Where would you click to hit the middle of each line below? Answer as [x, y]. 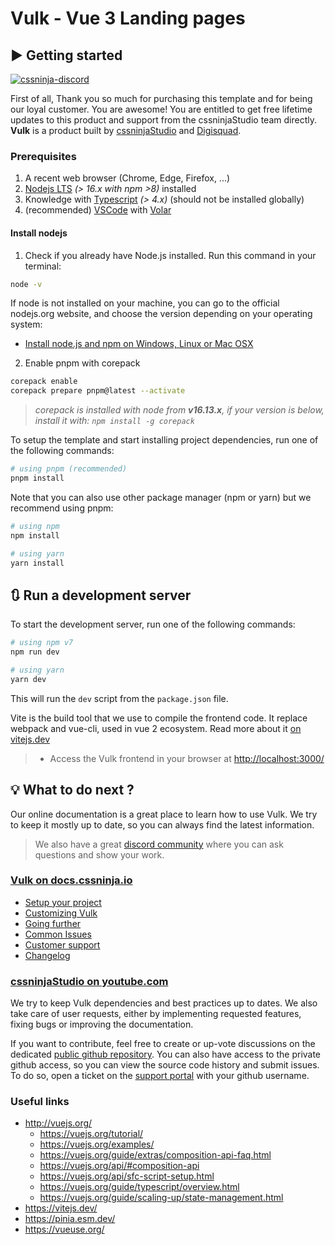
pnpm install [37, 478]
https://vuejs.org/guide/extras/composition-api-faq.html [155, 1155]
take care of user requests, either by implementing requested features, [156, 1014]
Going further [53, 923]
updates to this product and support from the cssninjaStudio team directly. [163, 120]
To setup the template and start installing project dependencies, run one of [164, 440]
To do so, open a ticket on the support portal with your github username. [160, 1076]
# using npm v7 [42, 643]
